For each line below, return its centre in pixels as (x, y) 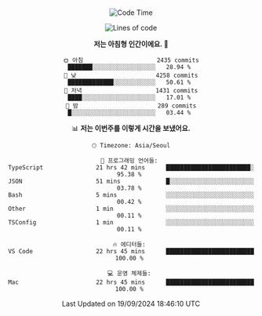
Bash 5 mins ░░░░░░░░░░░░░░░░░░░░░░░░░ (131, 195)
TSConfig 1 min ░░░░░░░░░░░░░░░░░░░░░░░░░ (131, 223)
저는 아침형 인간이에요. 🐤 (131, 44)
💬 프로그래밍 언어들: (129, 161)
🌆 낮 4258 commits (131, 75)
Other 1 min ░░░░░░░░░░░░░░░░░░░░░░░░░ (131, 209)
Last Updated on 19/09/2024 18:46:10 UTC (131, 303)
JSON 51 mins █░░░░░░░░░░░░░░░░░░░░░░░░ (131, 181)
